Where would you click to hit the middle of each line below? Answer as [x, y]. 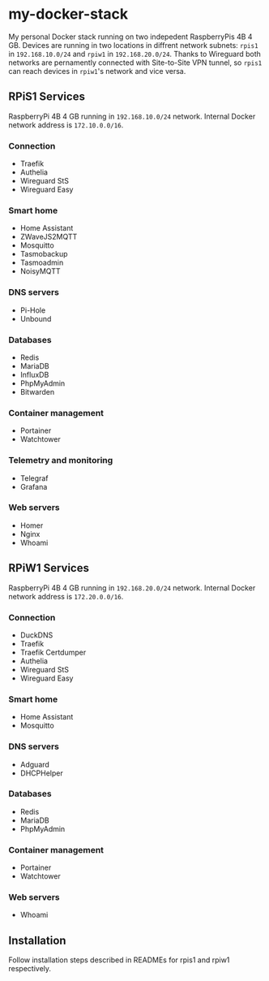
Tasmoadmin [42, 263]
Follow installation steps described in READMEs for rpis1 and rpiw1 [119, 960]
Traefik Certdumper [53, 652]
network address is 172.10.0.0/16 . [66, 125]
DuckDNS [36, 635]
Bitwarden [37, 391]
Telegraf [34, 478]
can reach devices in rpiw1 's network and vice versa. [97, 71]
